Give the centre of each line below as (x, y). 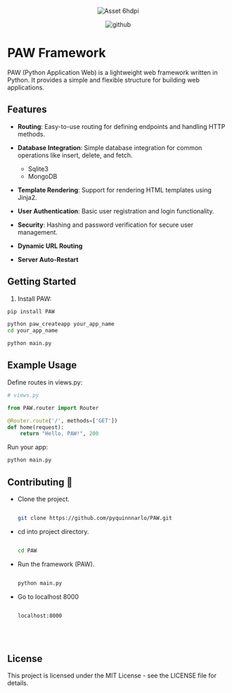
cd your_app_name (33, 331)
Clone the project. (44, 499)
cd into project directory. (53, 531)
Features (27, 110)
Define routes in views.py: (45, 382)
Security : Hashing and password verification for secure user (105, 225)
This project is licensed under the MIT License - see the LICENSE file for (112, 675)
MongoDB (43, 176)
